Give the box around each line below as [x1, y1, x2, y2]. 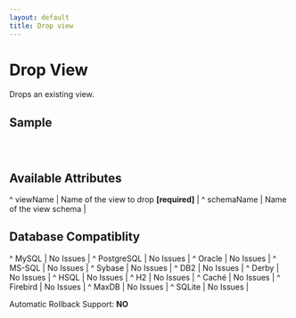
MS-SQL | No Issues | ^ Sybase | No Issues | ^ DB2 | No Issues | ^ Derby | [9, 262, 279, 273]
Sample [9, 115, 53, 130]
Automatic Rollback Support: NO [9, 298, 129, 309]
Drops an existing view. [9, 89, 95, 100]
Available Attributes [9, 170, 122, 185]
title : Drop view [9, 21, 74, 30]
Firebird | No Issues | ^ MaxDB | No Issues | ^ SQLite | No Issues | [9, 281, 250, 292]
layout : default [9, 12, 70, 22]
